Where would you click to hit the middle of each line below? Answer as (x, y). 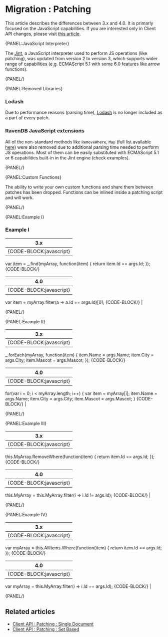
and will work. (19, 197)
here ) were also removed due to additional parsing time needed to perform (82, 147)
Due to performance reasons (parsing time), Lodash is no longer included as (84, 113)
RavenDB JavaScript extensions (45, 131)
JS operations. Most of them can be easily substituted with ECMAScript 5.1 (82, 152)
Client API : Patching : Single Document (53, 624)
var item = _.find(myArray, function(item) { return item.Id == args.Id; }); (78, 264)
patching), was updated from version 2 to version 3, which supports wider (81, 58)
